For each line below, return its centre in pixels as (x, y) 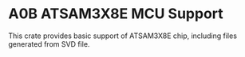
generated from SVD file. (49, 44)
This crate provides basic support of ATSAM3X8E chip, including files (123, 36)
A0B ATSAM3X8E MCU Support (116, 14)
